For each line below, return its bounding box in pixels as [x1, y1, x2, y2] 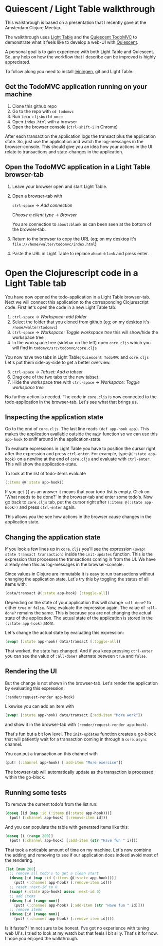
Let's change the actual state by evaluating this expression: [5, 630, 124, 635]
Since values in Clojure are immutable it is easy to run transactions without [5, 571, 155, 576]
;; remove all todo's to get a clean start [9, 871, 99, 876]
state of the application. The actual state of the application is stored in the [5, 615, 153, 621]
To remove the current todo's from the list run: [5, 801, 98, 807]
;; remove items [9, 907, 42, 912]
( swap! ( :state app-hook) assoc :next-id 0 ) [9, 889, 101, 894]
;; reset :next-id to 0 [9, 885, 57, 890]
